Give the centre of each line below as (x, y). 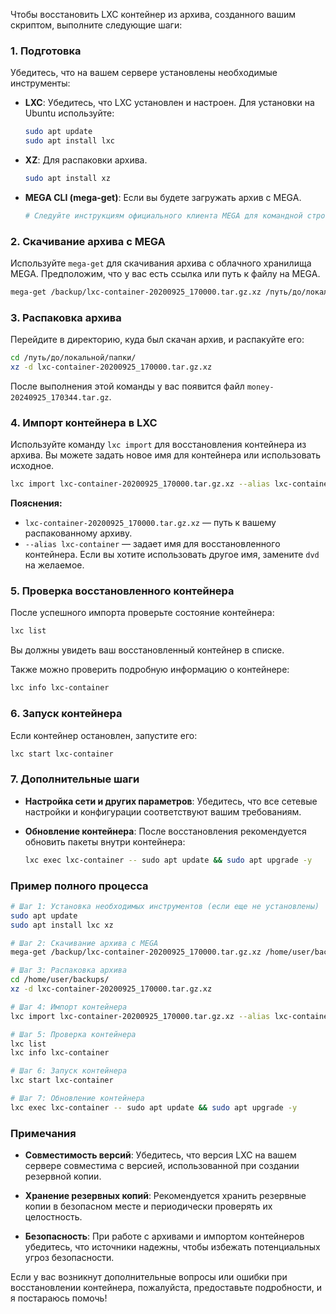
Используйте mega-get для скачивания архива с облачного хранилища (161, 263)
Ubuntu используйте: (69, 113)
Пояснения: (36, 503)
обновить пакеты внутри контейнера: (105, 841)
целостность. (53, 1217)
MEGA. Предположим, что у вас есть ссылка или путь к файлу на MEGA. (165, 274)
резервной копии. (63, 1176)
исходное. (32, 466)
